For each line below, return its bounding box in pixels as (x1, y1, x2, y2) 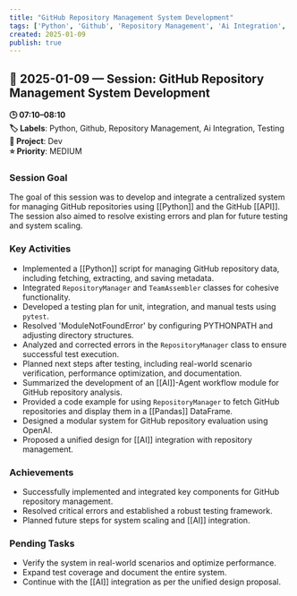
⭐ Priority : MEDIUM (9, 146, 82, 157)
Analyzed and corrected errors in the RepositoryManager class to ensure (21, 339, 287, 350)
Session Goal (9, 171, 68, 183)
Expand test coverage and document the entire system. (21, 567, 227, 578)
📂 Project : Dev (9, 136, 63, 147)
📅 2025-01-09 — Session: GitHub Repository (9, 71, 265, 86)
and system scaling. (9, 220, 83, 231)
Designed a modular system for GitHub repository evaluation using (21, 415, 268, 426)
